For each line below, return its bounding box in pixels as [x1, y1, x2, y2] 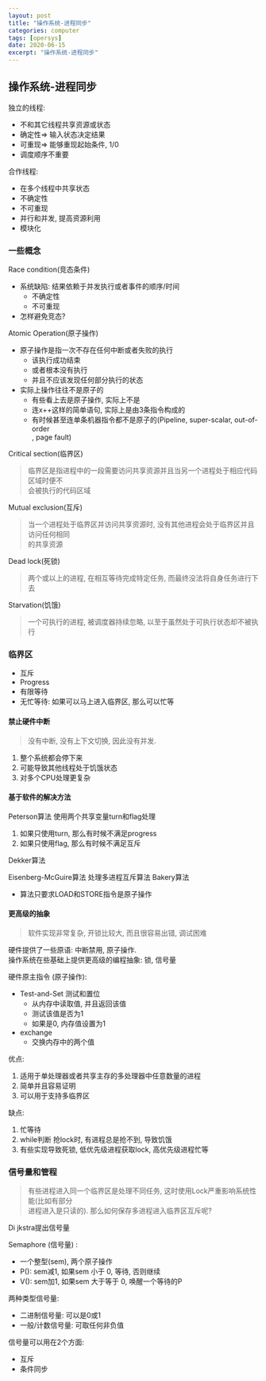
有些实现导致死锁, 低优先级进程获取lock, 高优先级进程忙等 [19, 1144, 209, 1155]
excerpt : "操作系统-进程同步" [8, 49, 99, 57]
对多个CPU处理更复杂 [19, 773, 91, 782]
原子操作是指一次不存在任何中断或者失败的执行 [19, 346, 173, 355]
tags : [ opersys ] [8, 33, 62, 42]
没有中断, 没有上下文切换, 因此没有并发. [27, 736, 156, 745]
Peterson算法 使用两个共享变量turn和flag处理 [8, 812, 156, 821]
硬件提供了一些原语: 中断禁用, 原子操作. [8, 945, 137, 955]
